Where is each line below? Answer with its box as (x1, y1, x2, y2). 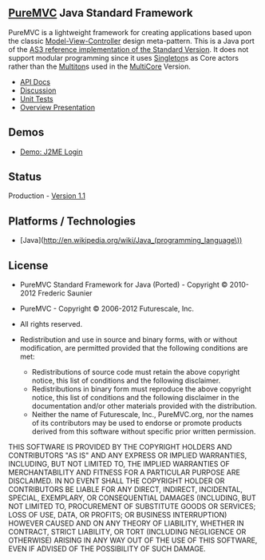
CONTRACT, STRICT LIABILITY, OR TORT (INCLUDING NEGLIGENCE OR (8, 527, 247, 537)
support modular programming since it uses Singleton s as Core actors (8, 53, 239, 62)
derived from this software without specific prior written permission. (31, 427, 256, 436)
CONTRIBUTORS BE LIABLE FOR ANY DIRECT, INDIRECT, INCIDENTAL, (8, 485, 243, 494)
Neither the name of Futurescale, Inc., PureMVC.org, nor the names (31, 410, 254, 419)
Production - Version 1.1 (8, 191, 86, 201)
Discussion (19, 85, 57, 95)
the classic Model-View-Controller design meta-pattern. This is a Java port (8, 36, 255, 46)
